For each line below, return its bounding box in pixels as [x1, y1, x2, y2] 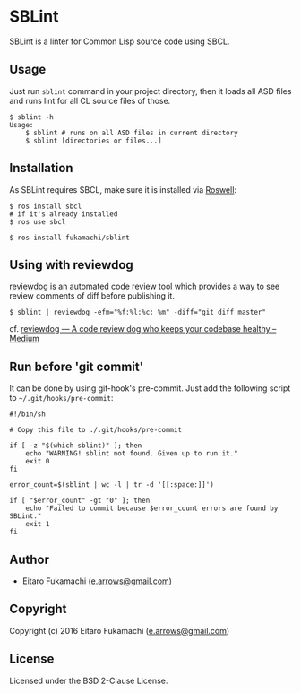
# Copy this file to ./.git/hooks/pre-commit [9, 426, 182, 435]
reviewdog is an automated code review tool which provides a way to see [9, 281, 280, 292]
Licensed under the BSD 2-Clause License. [9, 675, 168, 686]
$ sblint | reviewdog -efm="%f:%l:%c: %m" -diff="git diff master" [9, 308, 267, 317]
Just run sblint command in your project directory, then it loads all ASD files [9, 85, 292, 96]
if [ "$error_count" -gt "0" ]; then [9, 496, 150, 506]
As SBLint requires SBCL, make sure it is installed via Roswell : [9, 184, 237, 195]
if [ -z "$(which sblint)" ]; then [9, 441, 142, 450]
